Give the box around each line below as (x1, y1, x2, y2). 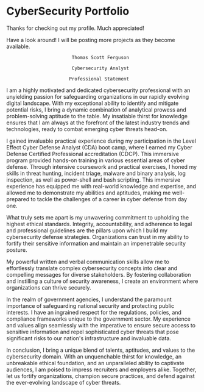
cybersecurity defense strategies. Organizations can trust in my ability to (6, 233, 189, 240)
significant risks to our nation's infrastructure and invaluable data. (6, 334, 172, 342)
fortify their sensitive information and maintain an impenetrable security (6, 240, 186, 247)
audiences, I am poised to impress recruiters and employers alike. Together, (6, 366, 197, 373)
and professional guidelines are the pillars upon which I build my (6, 227, 167, 234)
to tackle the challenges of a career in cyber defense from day (30, 195, 188, 202)
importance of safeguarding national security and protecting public (6, 302, 175, 309)
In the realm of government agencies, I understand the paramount (6, 296, 172, 303)
